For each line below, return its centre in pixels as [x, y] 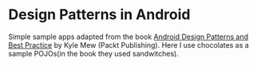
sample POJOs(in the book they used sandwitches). [94, 53]
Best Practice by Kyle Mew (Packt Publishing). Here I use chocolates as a [128, 45]
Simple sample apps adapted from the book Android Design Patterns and [128, 37]
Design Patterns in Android [99, 15]
